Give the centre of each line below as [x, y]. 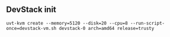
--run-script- [148, 23]
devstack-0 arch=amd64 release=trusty [107, 28]
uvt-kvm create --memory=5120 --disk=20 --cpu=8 [67, 23]
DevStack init [31, 10]
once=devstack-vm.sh [32, 28]
